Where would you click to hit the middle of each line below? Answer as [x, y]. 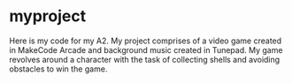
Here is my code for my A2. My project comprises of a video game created [146, 41]
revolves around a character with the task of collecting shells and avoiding [145, 59]
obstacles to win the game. [58, 69]
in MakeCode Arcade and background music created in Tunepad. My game [146, 49]
